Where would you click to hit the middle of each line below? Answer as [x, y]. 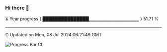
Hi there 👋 [17, 8]
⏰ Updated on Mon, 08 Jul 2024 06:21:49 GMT [53, 35]
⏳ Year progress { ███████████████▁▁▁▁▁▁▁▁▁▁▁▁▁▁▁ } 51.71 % [82, 19]
